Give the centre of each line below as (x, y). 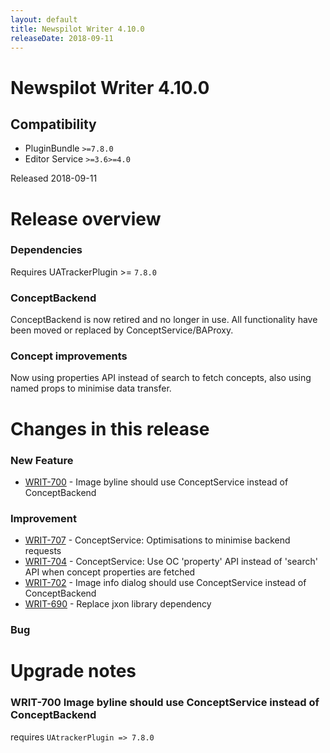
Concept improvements (69, 356)
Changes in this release (110, 428)
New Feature (42, 460)
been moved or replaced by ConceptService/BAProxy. (122, 330)
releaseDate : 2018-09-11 (62, 38)
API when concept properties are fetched (110, 572)
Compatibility (53, 124)
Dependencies (46, 250)
